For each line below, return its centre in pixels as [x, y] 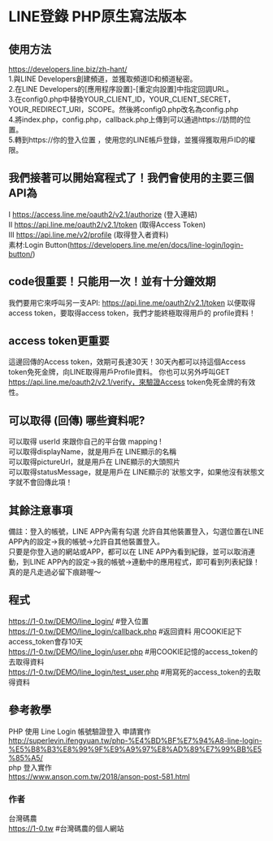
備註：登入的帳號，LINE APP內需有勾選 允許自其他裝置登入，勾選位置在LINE [136, 531]
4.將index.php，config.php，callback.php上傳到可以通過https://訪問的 [126, 119]
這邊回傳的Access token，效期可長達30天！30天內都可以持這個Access [127, 362]
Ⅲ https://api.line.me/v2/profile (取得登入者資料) [89, 234]
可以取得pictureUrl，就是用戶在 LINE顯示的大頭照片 [94, 462]
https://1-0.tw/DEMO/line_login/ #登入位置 [78, 621]
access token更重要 [59, 341]
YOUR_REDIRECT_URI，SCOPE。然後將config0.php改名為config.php [123, 109]
